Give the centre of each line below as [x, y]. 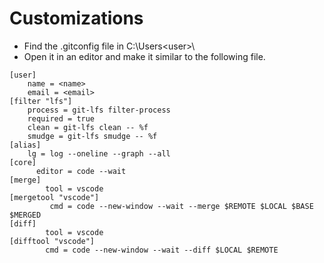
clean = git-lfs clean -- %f [88, 127]
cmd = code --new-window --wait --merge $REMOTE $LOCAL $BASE [181, 206]
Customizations [76, 18]
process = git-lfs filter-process [99, 110]
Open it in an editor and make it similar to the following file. [144, 56]
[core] [23, 162]
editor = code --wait [81, 171]
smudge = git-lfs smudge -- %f [92, 136]
